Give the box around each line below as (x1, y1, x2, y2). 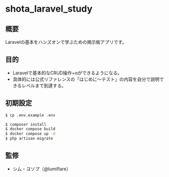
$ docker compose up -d (5, 131, 56, 136)
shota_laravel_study (5, 3, 93, 15)
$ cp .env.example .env (5, 112, 56, 117)
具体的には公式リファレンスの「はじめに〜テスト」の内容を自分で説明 (12, 76, 160, 82)
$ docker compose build (5, 127, 56, 132)
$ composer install (5, 122, 47, 127)
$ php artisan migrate (5, 136, 53, 141)
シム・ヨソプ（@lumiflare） (12, 166, 71, 172)
